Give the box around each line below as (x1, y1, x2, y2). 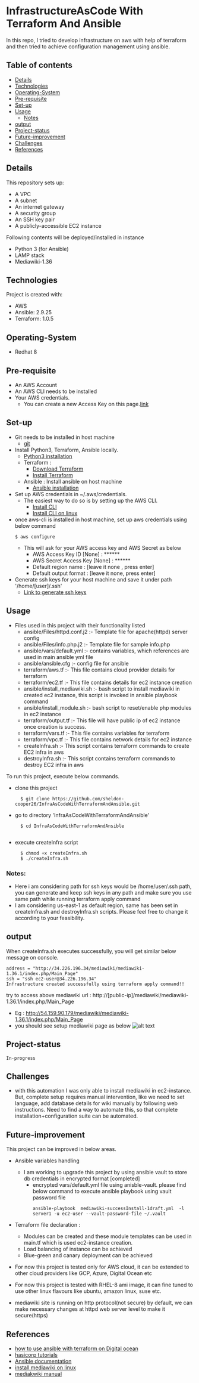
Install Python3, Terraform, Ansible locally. (14, 446, 119, 453)
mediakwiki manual (14, 1370, 62, 1377)
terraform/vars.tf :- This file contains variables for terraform (23, 729, 170, 737)
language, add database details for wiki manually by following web (14, 1100, 178, 1107)
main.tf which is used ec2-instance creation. (23, 1239, 133, 1246)
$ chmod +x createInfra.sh (20, 850, 87, 856)
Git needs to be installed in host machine (14, 434, 115, 441)
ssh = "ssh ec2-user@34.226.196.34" (6, 976, 97, 982)
